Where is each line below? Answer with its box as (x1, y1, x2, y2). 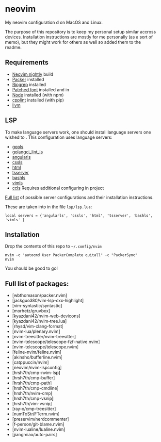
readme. (5, 44, 22, 50)
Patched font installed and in (12, 86, 69, 93)
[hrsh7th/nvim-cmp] (12, 391, 52, 396)
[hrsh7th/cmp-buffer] (12, 375, 55, 381)
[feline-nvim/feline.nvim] (12, 349, 62, 355)
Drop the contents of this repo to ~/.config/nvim (5, 244, 102, 249)
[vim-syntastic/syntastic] (12, 303, 62, 309)
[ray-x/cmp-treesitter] (12, 406, 56, 412)
